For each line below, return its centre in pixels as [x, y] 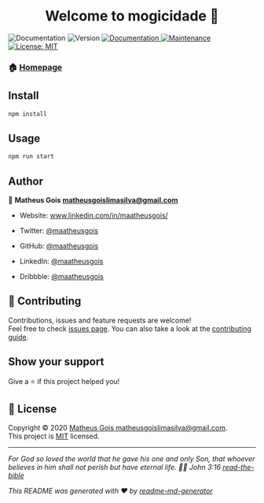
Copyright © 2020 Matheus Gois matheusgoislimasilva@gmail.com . [118, 428]
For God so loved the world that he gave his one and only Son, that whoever [132, 459]
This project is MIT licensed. [54, 436]
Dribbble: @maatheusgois [61, 277]
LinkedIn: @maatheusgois [61, 261]
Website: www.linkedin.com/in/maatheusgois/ [94, 215]
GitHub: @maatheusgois [59, 246]
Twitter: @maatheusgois [59, 231]
